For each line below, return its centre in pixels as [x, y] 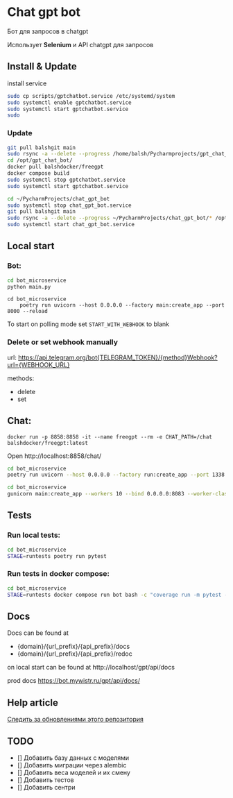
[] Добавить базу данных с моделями [73, 758]
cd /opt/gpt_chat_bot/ [40, 160]
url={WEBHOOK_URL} [39, 364]
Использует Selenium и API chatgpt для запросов [80, 44]
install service [27, 83]
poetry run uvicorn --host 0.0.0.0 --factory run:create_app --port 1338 [116, 475]
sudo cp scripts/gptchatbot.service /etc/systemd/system [91, 96]
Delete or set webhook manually [63, 342]
